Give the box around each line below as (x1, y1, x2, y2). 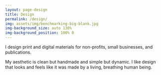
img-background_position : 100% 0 (5, 30, 74, 35)
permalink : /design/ (5, 16, 48, 21)
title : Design (5, 12, 35, 17)
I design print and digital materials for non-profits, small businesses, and (5, 44, 153, 50)
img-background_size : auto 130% (5, 26, 72, 31)
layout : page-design (5, 7, 48, 12)
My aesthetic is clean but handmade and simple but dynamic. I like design (5, 59, 156, 65)
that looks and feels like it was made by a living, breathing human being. (5, 64, 152, 70)
